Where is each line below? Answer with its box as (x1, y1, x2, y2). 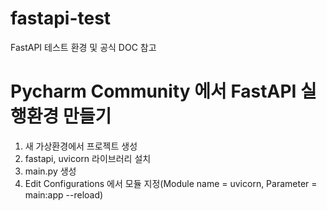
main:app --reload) (24, 188, 104, 201)
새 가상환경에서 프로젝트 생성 (24, 140, 138, 152)
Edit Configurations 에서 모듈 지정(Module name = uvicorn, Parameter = (24, 177, 318, 189)
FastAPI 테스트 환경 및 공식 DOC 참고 (10, 41, 157, 53)
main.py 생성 (24, 165, 77, 177)
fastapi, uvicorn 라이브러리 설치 (24, 152, 152, 164)
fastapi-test (10, 7, 112, 30)
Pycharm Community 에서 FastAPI (10, 80, 297, 103)
